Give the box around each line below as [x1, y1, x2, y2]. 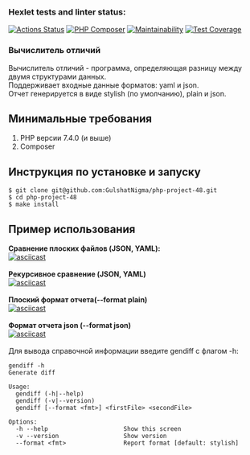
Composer [19, 141, 55, 151]
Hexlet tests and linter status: [8, 6, 126, 18]
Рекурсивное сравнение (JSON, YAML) [8, 269, 146, 279]
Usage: [8, 383, 31, 391]
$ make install [8, 200, 59, 209]
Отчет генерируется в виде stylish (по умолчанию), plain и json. [8, 88, 227, 98]
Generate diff [8, 369, 56, 377]
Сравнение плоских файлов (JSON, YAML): [8, 244, 161, 253]
